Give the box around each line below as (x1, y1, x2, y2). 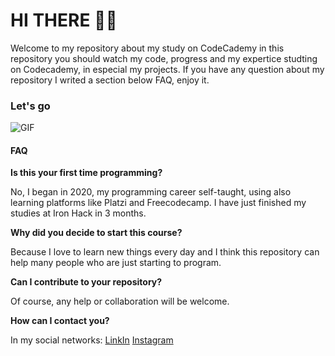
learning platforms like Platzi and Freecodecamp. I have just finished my (10, 197, 307, 209)
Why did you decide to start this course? (10, 227, 183, 239)
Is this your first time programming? (10, 167, 163, 179)
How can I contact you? (10, 315, 110, 327)
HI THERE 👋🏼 (10, 9, 118, 32)
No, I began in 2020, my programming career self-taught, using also (10, 186, 292, 198)
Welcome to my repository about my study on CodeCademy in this (10, 42, 285, 54)
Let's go (10, 99, 51, 113)
